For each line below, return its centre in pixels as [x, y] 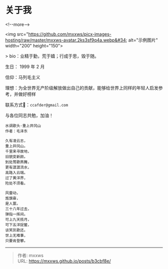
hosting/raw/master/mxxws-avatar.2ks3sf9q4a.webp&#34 [65, 40]
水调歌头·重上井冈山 [23, 125]
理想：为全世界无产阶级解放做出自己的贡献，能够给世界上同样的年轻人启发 [82, 87]
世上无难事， [16, 235]
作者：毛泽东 [16, 131]
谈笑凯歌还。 [16, 230]
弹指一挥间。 [16, 214]
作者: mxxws [30, 255]
